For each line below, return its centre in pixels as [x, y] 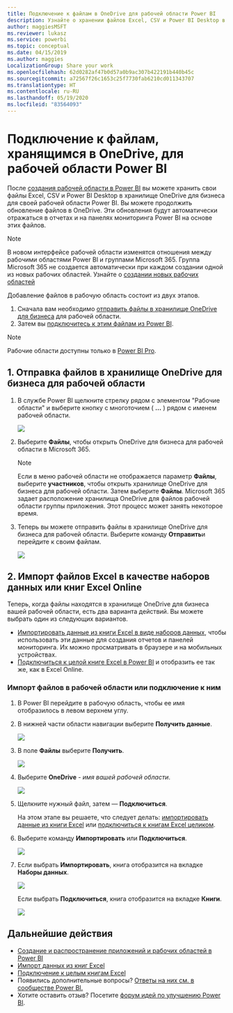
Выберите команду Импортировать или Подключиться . [102, 838]
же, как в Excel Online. [50, 670]
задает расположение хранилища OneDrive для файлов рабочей [113, 498]
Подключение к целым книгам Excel [72, 973]
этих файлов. [27, 225]
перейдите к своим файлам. [59, 541]
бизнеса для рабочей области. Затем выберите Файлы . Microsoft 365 [121, 491]
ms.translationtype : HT [42, 85]
